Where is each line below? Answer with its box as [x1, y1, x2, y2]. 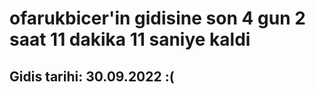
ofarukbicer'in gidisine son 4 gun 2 [9, 7, 306, 30]
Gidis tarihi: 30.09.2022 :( [9, 68, 175, 85]
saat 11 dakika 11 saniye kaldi [9, 28, 251, 51]
